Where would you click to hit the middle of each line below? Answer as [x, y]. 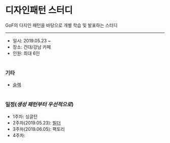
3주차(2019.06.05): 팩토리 [38, 129]
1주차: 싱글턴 [25, 116]
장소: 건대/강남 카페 [32, 47]
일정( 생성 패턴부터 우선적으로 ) [39, 105]
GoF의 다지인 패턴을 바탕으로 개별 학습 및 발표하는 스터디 [61, 25]
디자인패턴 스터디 [39, 10]
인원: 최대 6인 [26, 53]
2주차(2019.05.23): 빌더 [37, 123]
